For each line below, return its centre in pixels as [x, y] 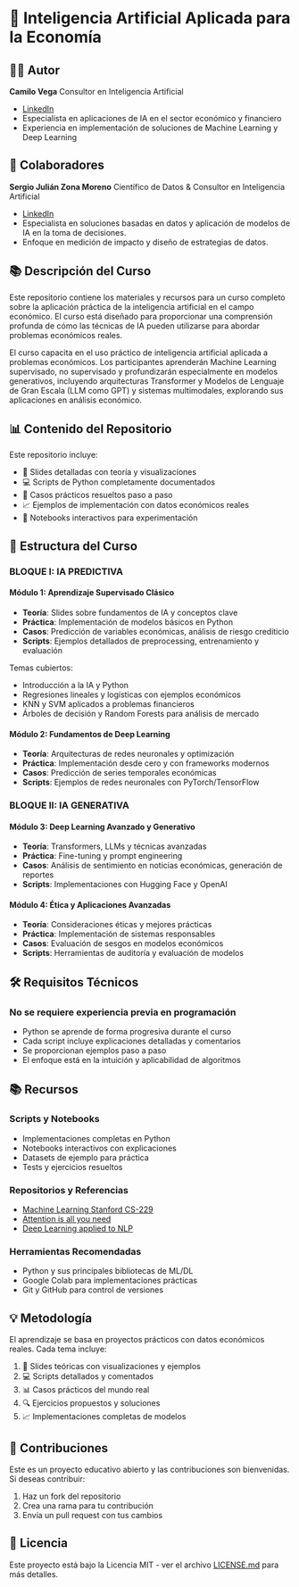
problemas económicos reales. [66, 335]
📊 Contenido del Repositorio [91, 429]
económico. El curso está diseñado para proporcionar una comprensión [141, 316]
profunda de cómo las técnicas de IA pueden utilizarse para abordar [135, 326]
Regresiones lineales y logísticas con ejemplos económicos [131, 694]
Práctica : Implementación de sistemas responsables [119, 934]
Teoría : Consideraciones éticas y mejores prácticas [117, 925]
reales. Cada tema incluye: [58, 1349]
